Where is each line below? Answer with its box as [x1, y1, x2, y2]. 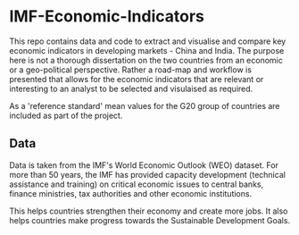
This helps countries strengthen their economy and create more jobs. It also [9, 206, 288, 216]
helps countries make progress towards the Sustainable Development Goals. [9, 214, 291, 225]
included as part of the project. [9, 110, 123, 121]
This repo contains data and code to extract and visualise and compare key [9, 36, 287, 46]
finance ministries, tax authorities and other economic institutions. [9, 188, 253, 198]
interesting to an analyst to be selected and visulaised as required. [9, 83, 253, 94]
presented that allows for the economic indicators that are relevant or [9, 73, 264, 84]
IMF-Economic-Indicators [9, 6, 205, 27]
